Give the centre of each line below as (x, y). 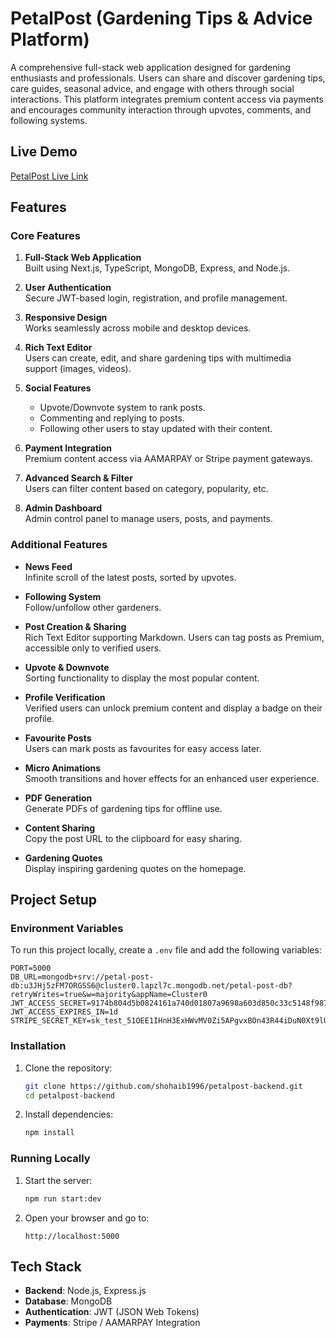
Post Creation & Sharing (75, 626)
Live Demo (44, 152)
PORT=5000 (31, 968)
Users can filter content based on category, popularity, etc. (146, 489)
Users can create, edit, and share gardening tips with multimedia (158, 358)
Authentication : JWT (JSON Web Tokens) (112, 1312)
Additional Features (59, 545)
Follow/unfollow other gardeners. (93, 607)
